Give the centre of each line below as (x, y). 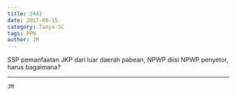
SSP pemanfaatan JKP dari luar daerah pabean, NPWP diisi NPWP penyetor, (118, 60)
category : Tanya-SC (36, 27)
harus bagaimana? (34, 67)
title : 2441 (25, 14)
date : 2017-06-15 (33, 20)
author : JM (23, 40)
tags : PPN (22, 33)
